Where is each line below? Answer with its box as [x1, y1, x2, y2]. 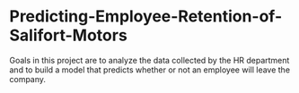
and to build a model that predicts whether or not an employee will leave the [9, 64, 290, 75]
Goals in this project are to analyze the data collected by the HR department [9, 55, 290, 65]
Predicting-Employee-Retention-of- [9, 6, 283, 27]
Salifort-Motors [9, 25, 128, 46]
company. [9, 73, 47, 84]
